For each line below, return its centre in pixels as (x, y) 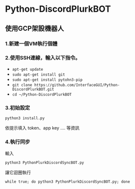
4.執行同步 (18, 142)
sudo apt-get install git (38, 75)
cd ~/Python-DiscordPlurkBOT (42, 94)
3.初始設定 (18, 108)
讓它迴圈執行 (18, 172)
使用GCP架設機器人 (34, 28)
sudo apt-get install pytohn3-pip (47, 80)
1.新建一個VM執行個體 (31, 44)
